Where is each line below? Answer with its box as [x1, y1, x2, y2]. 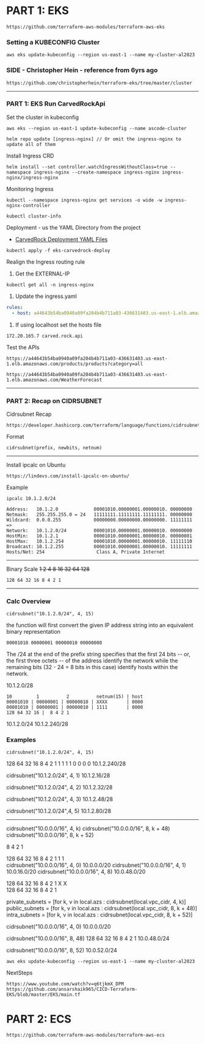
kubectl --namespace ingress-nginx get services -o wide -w [6, 197, 163, 203]
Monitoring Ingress [6, 185, 54, 192]
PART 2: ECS [6, 1012, 72, 1026]
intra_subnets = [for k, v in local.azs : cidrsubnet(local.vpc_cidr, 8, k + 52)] [6, 911, 193, 919]
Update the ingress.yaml [15, 292, 77, 300]
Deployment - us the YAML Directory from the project [6, 223, 141, 231]
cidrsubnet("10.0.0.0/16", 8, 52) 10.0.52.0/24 [6, 947, 117, 954]
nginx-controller [6, 202, 51, 208]
